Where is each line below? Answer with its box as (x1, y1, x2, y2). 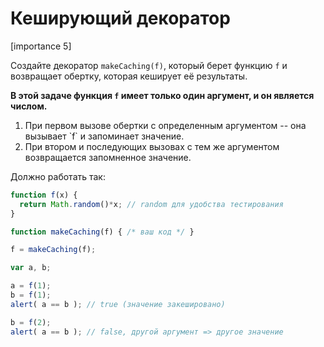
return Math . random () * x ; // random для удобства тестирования (19, 199, 284, 209)
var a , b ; (10, 263, 52, 273)
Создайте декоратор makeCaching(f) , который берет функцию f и (10, 59, 288, 71)
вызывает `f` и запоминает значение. (24, 130, 185, 142)
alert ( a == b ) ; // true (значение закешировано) (10, 299, 226, 309)
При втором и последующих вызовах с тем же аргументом (24, 140, 280, 152)
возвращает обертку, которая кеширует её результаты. (10, 70, 248, 82)
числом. (10, 100, 48, 112)
